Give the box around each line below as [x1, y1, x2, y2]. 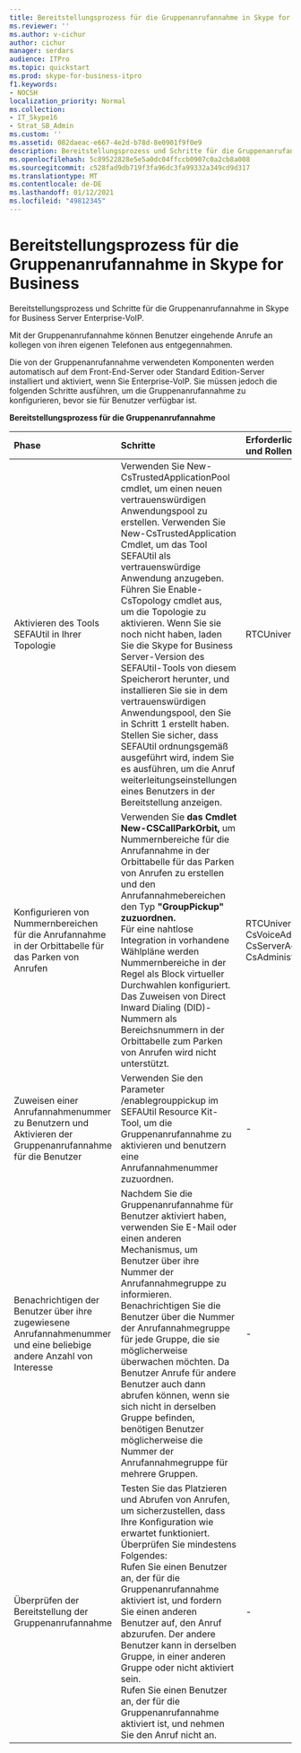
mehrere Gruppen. [120, 1467, 199, 1480]
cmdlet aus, [173, 594, 222, 606]
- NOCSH [9, 88, 39, 97]
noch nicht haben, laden [120, 628, 222, 640]
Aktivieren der [13, 1127, 73, 1140]
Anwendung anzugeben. [120, 571, 224, 584]
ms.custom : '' [9, 130, 63, 139]
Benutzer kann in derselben [120, 1638, 237, 1651]
